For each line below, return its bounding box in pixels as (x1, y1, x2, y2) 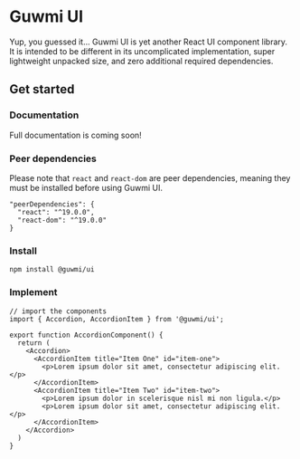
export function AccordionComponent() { (9, 330, 164, 339)
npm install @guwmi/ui (9, 265, 95, 274)
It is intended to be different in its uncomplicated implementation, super (9, 45, 276, 56)
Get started (9, 81, 75, 97)
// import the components (9, 306, 107, 316)
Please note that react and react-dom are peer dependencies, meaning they (9, 172, 291, 183)
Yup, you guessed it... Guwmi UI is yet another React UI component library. (9, 36, 287, 47)
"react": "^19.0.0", (17, 207, 95, 216)
